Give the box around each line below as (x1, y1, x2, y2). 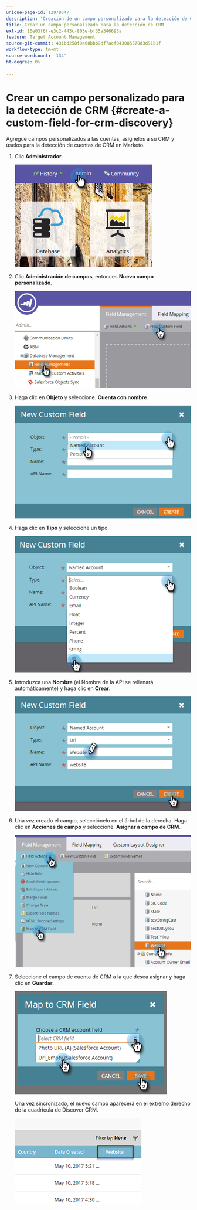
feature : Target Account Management (6, 34, 96, 40)
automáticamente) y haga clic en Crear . (14, 685, 111, 692)
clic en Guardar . (14, 980, 55, 987)
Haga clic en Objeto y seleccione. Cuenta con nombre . (14, 393, 149, 401)
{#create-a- (111, 103, 170, 117)
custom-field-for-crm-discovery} (6, 116, 174, 129)
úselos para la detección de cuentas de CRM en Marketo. (6, 141, 145, 149)
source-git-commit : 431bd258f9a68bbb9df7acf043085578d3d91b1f (6, 40, 161, 46)
